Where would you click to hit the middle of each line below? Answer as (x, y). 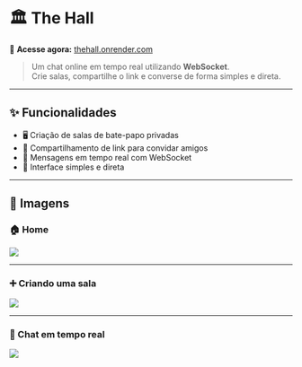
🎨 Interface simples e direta (73, 167)
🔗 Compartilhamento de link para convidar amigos (115, 148)
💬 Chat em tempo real (57, 334)
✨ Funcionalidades (63, 113)
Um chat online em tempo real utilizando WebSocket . (130, 66)
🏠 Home (29, 230)
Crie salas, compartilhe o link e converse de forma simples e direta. (156, 76)
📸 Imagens (40, 204)
